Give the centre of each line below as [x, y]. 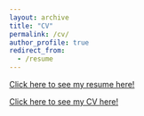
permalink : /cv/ [39, 34]
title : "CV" [31, 26]
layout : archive [39, 17]
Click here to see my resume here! [72, 84]
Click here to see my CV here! [64, 102]
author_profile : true [49, 42]
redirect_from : [37, 51]
